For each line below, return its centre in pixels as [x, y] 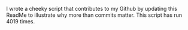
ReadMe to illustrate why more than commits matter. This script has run [94, 15]
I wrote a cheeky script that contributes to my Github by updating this [92, 9]
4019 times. [21, 21]
